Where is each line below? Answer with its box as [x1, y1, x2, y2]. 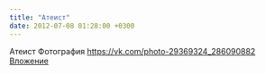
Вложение [9, 55, 50, 66]
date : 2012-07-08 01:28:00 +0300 [9, 21, 135, 30]
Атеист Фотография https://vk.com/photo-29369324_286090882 [9, 45, 256, 56]
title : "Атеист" [9, 12, 70, 22]
